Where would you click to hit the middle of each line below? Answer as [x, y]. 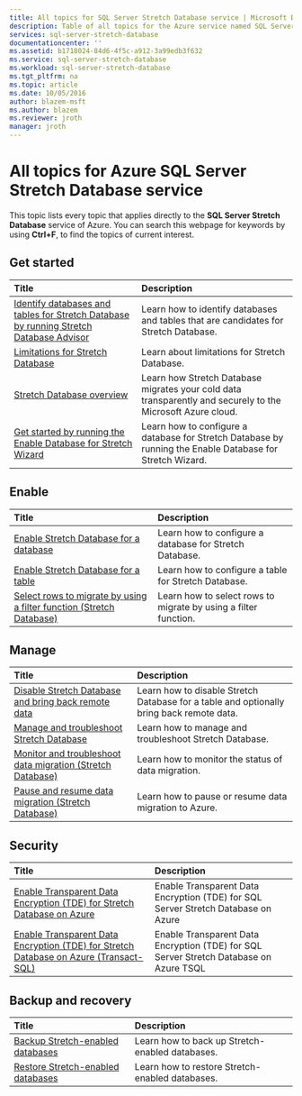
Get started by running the [69, 432]
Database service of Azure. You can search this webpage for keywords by [147, 224]
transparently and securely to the [211, 400]
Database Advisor [52, 337]
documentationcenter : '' [56, 43]
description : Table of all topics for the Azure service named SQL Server [152, 26]
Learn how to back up [181, 1041]
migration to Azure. [178, 808]
